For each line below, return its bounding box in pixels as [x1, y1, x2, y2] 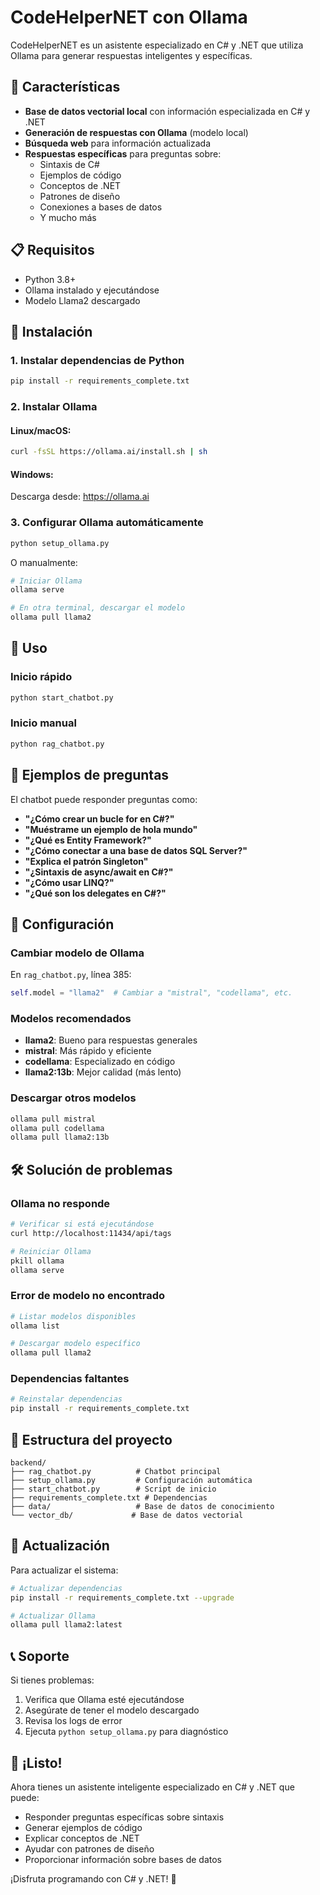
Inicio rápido [10, 670, 73, 684]
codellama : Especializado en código [24, 1056, 176, 1068]
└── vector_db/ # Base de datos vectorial [10, 1511, 244, 1521]
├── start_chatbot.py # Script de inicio [10, 1484, 217, 1495]
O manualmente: [10, 556, 78, 568]
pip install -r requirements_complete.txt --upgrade [10, 1592, 235, 1603]
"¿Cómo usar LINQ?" [24, 876, 115, 888]
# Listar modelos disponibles [10, 1311, 137, 1321]
